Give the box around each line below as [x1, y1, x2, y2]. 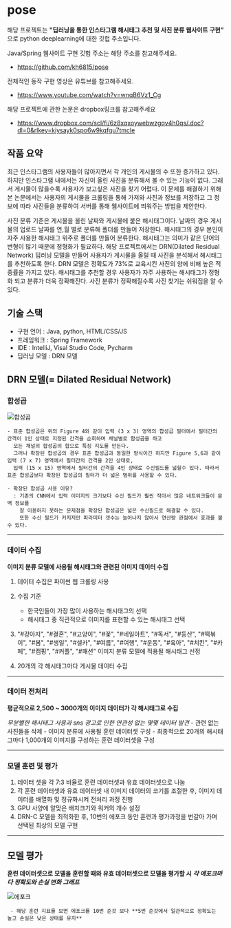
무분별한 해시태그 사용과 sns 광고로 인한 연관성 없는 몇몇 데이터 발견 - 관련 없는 [7, 719, 219, 727]
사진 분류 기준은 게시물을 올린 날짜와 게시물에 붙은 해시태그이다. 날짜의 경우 [7, 216, 209, 225]
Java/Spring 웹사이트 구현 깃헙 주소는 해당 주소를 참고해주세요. [7, 49, 177, 57]
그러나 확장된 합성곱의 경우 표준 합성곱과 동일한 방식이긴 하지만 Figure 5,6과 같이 [13, 450, 221, 457]
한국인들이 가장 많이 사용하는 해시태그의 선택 [27, 606, 147, 615]
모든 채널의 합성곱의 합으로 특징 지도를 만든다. [13, 443, 129, 450]
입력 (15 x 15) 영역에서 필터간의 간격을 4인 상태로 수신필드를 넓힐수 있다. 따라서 [13, 464, 219, 472]
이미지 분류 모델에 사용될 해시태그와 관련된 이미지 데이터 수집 [7, 562, 168, 570]
